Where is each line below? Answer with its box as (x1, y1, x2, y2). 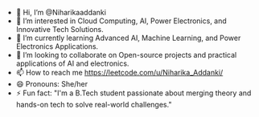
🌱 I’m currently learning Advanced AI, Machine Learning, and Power (15, 33, 241, 42)
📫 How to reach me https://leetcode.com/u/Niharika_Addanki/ (15, 68, 224, 77)
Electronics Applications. (15, 42, 99, 51)
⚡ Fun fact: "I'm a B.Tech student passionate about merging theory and (15, 88, 252, 98)
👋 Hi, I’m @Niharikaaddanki (15, 8, 107, 17)
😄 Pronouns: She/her (15, 79, 88, 88)
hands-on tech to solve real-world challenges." (15, 100, 172, 109)
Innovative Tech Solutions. (15, 25, 104, 34)
